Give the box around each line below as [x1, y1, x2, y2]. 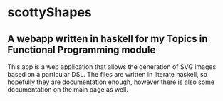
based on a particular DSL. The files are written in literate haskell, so [7, 70, 208, 78]
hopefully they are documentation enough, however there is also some [7, 78, 215, 86]
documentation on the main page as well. [7, 85, 128, 93]
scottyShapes [7, 4, 93, 21]
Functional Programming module [7, 43, 156, 55]
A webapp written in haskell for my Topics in [7, 33, 208, 45]
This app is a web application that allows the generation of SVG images [7, 63, 217, 71]
